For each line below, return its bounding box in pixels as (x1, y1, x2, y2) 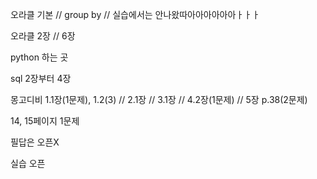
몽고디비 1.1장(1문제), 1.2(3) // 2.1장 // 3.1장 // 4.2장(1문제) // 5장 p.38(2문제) (10, 94, 308, 105)
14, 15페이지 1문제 (10, 115, 80, 127)
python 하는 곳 (10, 51, 69, 63)
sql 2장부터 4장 (10, 73, 72, 84)
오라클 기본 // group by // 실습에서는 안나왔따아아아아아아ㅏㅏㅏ (10, 9, 261, 20)
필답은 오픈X (10, 136, 60, 148)
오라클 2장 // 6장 (10, 30, 76, 42)
